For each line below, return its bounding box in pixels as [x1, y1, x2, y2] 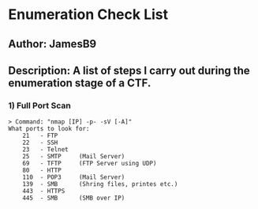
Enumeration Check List [8, 6, 168, 24]
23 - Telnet [22, 146, 69, 154]
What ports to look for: [8, 125, 90, 133]
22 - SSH [22, 139, 58, 147]
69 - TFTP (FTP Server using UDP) [22, 160, 157, 168]
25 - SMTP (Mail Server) [22, 153, 125, 161]
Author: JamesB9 [8, 37, 97, 51]
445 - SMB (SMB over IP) [22, 194, 125, 203]
